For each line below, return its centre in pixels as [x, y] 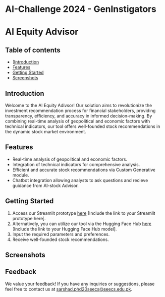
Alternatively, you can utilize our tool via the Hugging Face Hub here [82, 224]
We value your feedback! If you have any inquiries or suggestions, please [80, 284]
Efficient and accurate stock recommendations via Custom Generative [84, 170]
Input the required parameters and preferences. [61, 234]
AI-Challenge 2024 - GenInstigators [81, 9]
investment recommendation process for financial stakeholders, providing [81, 111]
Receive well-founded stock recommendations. [60, 239]
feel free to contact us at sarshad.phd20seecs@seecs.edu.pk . [69, 289]
